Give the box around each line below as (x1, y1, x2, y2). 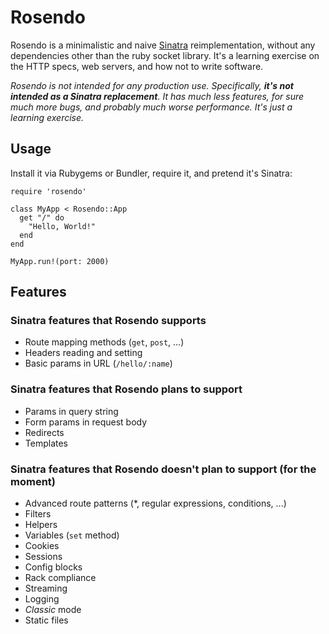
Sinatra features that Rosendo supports (10, 314, 207, 328)
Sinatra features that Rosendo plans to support (10, 382, 243, 396)
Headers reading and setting (24, 347, 143, 359)
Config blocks (24, 561, 83, 573)
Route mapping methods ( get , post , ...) (24, 336, 185, 348)
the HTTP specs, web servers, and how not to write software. (10, 60, 264, 72)
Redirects (24, 426, 65, 438)
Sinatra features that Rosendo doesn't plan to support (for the (10, 462, 317, 476)
